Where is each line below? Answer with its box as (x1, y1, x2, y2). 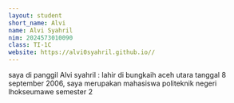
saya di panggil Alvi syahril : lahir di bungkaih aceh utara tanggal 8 (8, 71, 226, 79)
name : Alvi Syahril (8, 26, 73, 34)
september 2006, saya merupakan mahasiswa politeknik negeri (8, 78, 217, 88)
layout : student (8, 11, 62, 20)
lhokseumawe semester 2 (8, 87, 93, 96)
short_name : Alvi (8, 19, 66, 27)
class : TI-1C (8, 41, 52, 49)
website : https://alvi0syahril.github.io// (8, 48, 156, 56)
